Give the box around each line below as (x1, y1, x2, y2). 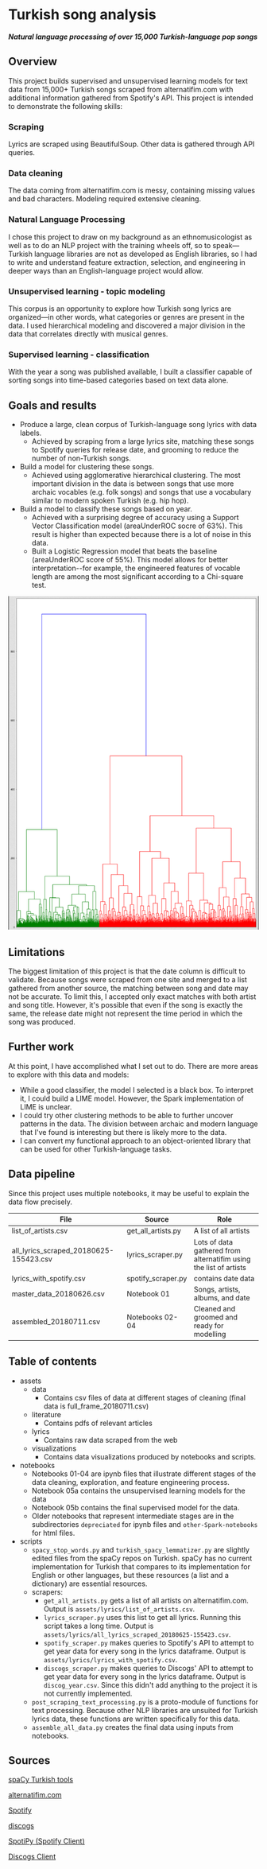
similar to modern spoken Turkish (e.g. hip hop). (31, 495, 189, 506)
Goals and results (8, 398, 97, 412)
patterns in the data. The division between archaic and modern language (19, 1119, 258, 1129)
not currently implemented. (43, 1688, 133, 1698)
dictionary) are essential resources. (31, 1579, 148, 1588)
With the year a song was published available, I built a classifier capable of (8, 367, 253, 377)
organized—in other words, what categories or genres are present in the (8, 312, 245, 321)
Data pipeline (8, 1168, 75, 1181)
